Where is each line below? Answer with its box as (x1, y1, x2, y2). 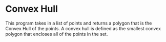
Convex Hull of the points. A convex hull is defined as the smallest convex (5, 25, 161, 31)
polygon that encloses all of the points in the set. (5, 31, 108, 37)
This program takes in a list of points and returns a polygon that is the (5, 20, 152, 26)
